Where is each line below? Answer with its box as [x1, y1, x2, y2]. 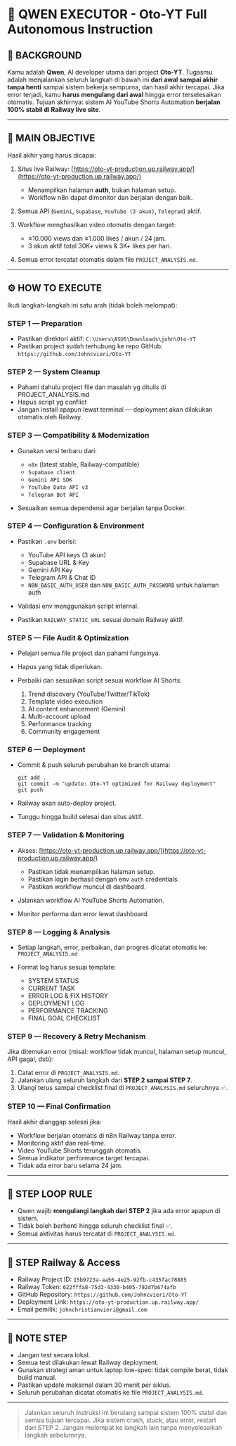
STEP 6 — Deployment [7, 745, 86, 755]
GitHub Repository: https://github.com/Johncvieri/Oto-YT [17, 1290, 188, 1299]
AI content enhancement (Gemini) [27, 705, 126, 714]
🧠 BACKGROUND [7, 49, 82, 61]
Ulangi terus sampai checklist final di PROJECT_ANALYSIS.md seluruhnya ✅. [17, 1084, 228, 1092]
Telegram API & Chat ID [27, 573, 96, 581]
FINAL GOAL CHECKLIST [27, 1014, 101, 1022]
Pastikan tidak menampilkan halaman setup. [27, 867, 156, 875]
